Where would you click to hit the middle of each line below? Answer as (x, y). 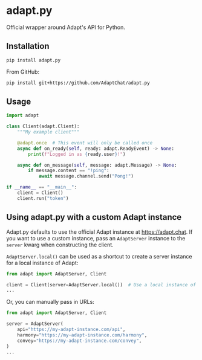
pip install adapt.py (34, 60)
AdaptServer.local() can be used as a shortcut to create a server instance (99, 256)
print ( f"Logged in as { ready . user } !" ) (77, 154)
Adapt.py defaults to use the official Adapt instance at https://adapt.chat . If (99, 232)
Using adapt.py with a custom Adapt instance (94, 217)
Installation (28, 46)
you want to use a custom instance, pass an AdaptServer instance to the (96, 238)
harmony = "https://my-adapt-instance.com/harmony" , (82, 335)
